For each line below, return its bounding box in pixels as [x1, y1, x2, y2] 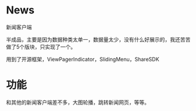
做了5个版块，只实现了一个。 [6, 43, 76, 50]
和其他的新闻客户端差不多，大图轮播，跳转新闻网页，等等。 [6, 99, 150, 106]
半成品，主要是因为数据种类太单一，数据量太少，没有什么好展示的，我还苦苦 [6, 36, 191, 43]
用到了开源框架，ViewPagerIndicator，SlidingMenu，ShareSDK [6, 56, 160, 63]
